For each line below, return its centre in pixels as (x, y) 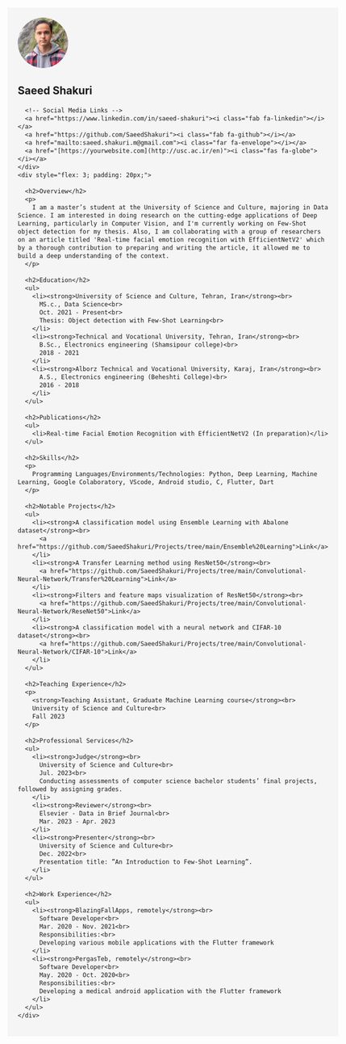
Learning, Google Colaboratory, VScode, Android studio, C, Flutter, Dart (146, 482)
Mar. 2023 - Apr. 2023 (77, 821)
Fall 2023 (48, 716)
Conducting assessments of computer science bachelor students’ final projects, (178, 781)
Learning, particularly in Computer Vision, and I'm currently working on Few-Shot (163, 223)
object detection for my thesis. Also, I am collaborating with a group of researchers (170, 232)
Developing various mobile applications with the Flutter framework (157, 943)
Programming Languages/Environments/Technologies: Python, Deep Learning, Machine (175, 474)
